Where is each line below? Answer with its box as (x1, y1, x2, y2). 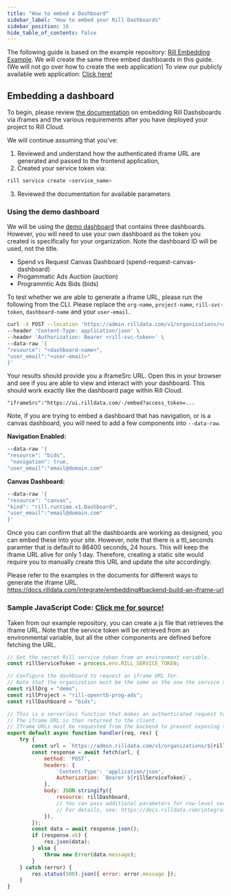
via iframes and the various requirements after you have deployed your (7, 116, 208, 124)
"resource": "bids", (7, 452, 67, 459)
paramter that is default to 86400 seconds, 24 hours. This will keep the (7, 543, 209, 551)
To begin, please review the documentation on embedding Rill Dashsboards (7, 108, 221, 117)
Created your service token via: (16, 164, 107, 173)
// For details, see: (56, 806, 118, 813)
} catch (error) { (19, 864, 72, 871)
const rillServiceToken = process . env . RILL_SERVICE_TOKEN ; (7, 660, 180, 667)
